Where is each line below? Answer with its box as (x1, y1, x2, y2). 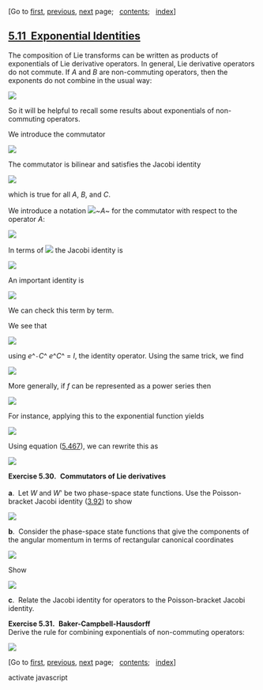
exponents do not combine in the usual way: (8, 75, 152, 85)
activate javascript (8, 673, 69, 682)
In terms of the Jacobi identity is (8, 245, 124, 255)
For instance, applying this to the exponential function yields (8, 411, 205, 421)
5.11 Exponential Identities (8, 29, 141, 43)
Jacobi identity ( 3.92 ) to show (34, 497, 133, 506)
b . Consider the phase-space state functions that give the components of (8, 527, 250, 536)
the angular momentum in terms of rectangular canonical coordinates (8, 534, 235, 544)
